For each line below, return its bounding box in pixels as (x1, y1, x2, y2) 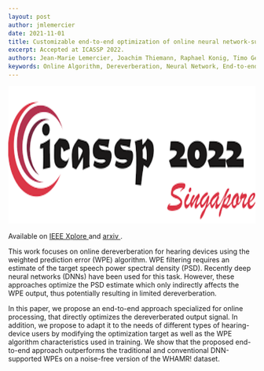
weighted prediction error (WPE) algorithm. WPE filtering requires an (8, 254, 230, 264)
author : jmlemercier (8, 20, 76, 29)
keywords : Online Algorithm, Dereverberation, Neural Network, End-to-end (8, 63, 258, 71)
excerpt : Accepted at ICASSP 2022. (8, 46, 125, 54)
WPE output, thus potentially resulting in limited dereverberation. (8, 288, 218, 298)
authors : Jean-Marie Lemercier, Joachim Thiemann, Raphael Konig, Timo (8, 54, 247, 62)
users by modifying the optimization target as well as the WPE (31, 328, 233, 338)
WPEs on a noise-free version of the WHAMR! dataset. (42, 354, 220, 363)
